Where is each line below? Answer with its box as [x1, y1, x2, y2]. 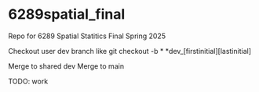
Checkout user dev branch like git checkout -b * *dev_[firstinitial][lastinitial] [8, 46, 251, 55]
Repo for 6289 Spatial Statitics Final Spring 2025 [8, 31, 166, 41]
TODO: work [8, 76, 49, 86]
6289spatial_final [8, 5, 126, 23]
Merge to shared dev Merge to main [8, 61, 124, 71]
